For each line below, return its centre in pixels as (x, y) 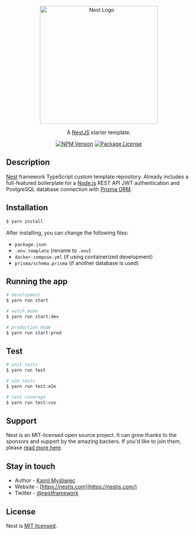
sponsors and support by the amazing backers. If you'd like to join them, (93, 441)
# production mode (29, 327)
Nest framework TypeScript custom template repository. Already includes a (97, 177)
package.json (31, 244)
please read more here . (34, 448)
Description (28, 162)
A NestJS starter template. (99, 132)
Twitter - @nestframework (46, 493)
